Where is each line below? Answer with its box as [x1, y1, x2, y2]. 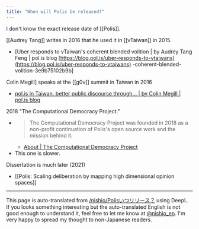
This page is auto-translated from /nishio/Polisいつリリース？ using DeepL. [6, 196, 189, 203]
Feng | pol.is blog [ [14, 54, 61, 61]
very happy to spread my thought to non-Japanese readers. [6, 216, 152, 223]
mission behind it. [29, 132, 73, 139]
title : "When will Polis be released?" [6, 8, 105, 15]
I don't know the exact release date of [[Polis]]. [6, 25, 121, 32]
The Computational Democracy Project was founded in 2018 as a [29, 119, 188, 126]
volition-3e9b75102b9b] [14, 66, 74, 74]
